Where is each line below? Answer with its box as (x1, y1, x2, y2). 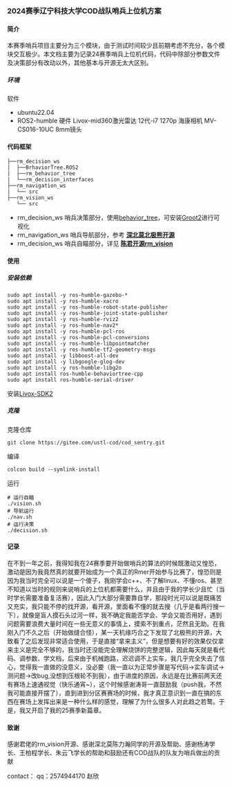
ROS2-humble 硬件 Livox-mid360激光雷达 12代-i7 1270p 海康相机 (17, 116, 203, 125)
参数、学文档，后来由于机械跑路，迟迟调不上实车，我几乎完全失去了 (25, 654, 219, 662)
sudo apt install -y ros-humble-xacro (7, 298, 119, 305)
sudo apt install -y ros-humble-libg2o (7, 364, 122, 371)
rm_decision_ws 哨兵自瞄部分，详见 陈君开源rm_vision (17, 239, 173, 248)
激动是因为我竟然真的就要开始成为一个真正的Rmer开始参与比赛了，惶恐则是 (7, 568, 222, 576)
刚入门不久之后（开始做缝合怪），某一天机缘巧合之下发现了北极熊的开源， (7, 628, 216, 637)
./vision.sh (7, 500, 41, 507)
